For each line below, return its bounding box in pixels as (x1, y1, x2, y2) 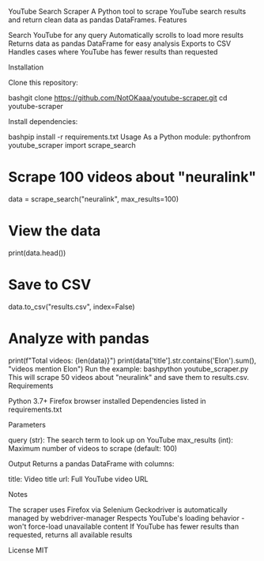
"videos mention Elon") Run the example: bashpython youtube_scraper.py (8, 363, 249, 374)
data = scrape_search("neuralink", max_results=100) (8, 194, 179, 204)
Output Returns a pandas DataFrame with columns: (8, 458, 175, 469)
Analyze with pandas (8, 329, 150, 347)
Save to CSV (8, 276, 92, 294)
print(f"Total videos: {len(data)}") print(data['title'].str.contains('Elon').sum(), (8, 356, 257, 365)
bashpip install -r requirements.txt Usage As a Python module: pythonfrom (8, 132, 251, 141)
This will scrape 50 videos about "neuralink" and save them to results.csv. (8, 372, 250, 382)
